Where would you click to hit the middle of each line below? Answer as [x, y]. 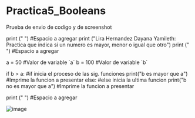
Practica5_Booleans [56, 11]
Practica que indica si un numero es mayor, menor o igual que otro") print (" [98, 45]
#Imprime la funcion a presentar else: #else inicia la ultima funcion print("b [96, 80]
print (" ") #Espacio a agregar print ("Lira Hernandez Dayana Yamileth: [91, 38]
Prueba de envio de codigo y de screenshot [59, 27]
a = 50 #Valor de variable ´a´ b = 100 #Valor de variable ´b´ [77, 62]
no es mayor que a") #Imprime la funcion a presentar [70, 86]
